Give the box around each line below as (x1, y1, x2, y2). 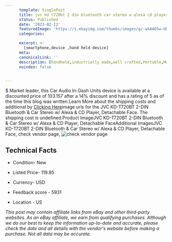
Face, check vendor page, (5, 131, 60, 137)
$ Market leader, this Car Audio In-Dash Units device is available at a (5, 87, 150, 94)
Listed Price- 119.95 (12, 169, 55, 175)
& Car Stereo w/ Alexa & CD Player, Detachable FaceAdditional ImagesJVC (5, 120, 162, 126)
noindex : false (18, 64, 52, 70)
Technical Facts (5, 146, 57, 155)
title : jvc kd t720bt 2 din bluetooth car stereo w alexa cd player (18, 12, 168, 17)
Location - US (12, 199, 42, 205)
